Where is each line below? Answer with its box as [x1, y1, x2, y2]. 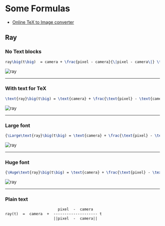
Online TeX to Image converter [12, 19, 75, 25]
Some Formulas [5, 3, 70, 14]
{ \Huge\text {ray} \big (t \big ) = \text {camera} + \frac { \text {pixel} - [5, 170, 151, 175]
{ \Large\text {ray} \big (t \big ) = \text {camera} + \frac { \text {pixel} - [5, 133, 153, 138]
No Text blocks [5, 48, 42, 55]
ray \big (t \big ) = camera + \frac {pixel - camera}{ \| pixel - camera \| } [5, 59, 155, 64]
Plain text [5, 196, 28, 202]
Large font [5, 122, 30, 129]
